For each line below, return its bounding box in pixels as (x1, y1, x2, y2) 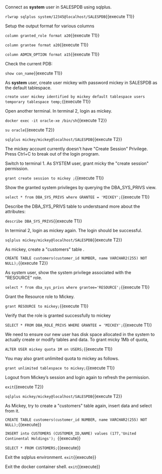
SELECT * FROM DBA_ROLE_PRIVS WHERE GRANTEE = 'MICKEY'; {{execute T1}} (5, 322, 152, 328)
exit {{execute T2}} (5, 384, 44, 390)
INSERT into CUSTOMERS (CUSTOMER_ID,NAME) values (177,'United (5, 431, 137, 436)
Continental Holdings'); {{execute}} (5, 435, 81, 441)
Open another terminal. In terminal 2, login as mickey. (5, 108, 112, 114)
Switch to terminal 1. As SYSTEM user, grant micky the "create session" (5, 160, 149, 166)
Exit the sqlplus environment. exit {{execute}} (5, 454, 97, 460)
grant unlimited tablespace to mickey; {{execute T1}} (5, 365, 115, 371)
